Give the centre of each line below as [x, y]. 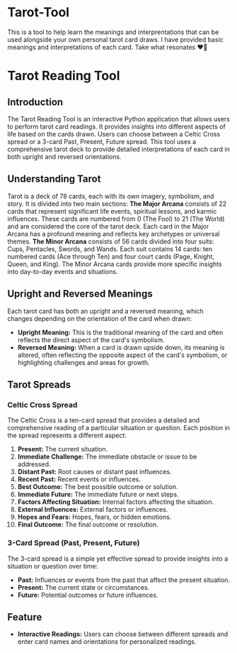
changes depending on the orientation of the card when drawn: [100, 318]
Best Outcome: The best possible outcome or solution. [98, 487]
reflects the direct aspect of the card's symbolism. [91, 340]
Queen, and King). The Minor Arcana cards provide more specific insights [115, 264]
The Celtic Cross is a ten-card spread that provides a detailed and [104, 420]
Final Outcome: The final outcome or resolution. [88, 525]
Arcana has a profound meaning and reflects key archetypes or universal [114, 234]
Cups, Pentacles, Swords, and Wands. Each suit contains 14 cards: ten [110, 248]
